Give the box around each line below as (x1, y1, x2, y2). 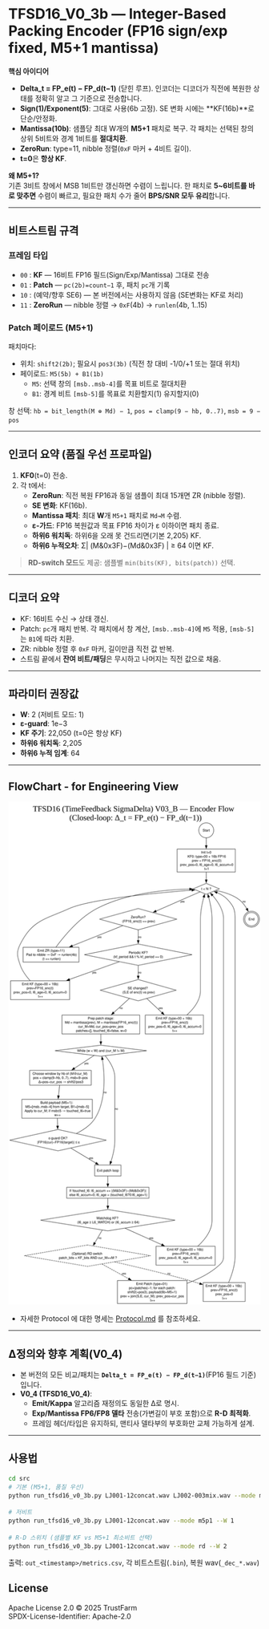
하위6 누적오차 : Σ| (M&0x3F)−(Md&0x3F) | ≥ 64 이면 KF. (31, 541, 215, 550)
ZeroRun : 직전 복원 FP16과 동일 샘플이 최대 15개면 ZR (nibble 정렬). (31, 490, 246, 500)
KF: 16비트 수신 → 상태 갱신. (19, 614, 109, 623)
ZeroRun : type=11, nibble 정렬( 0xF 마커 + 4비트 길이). (19, 144, 192, 153)
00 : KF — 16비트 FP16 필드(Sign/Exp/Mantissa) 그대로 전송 (19, 269, 210, 279)
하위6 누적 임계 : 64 (19, 748, 80, 758)
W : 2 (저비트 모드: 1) (19, 710, 84, 719)
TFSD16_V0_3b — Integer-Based (8, 5, 227, 23)
